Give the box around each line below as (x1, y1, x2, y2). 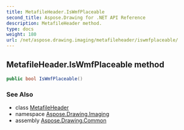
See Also (6, 90, 34, 98)
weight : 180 (6, 32, 37, 38)
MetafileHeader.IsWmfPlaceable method (6, 60, 165, 70)
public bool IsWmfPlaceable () (6, 75, 83, 82)
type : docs (6, 26, 34, 32)
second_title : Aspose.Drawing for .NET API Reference (6, 15, 146, 21)
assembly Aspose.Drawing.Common (15, 117, 107, 124)
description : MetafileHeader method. (6, 20, 102, 26)
